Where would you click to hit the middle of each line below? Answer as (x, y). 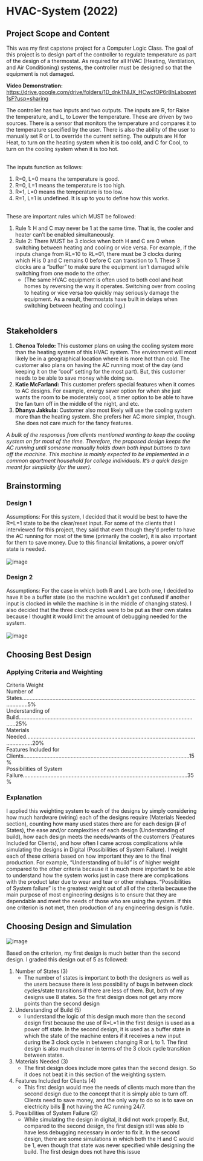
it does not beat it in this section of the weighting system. (95, 1074)
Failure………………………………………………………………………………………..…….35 (100, 775)
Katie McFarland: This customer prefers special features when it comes (105, 384)
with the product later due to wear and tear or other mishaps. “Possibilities (99, 881)
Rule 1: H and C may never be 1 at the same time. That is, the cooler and (104, 228)
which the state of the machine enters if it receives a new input (102, 1035)
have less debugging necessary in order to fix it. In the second (102, 1132)
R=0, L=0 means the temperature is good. (67, 179)
